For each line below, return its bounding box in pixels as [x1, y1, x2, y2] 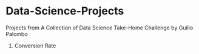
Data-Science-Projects [5, 4, 124, 18]
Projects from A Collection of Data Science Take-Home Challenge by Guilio [5, 24, 194, 31]
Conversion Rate [14, 42, 56, 49]
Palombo [5, 30, 28, 37]
